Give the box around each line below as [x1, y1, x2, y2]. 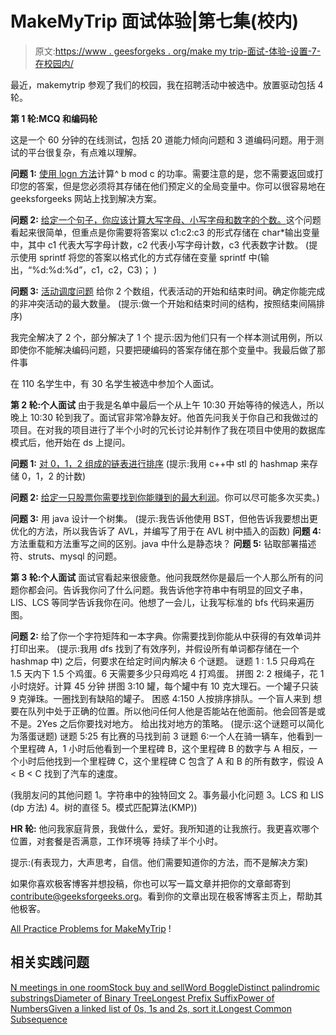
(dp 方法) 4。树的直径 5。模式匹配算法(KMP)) [10, 801, 198, 813]
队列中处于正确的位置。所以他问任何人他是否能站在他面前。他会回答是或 [27, 705, 326, 717]
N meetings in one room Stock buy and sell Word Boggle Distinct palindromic [10, 981, 320, 993]
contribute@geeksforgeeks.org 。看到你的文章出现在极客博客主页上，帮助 [10, 890, 315, 902]
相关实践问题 [10, 954, 90, 971]
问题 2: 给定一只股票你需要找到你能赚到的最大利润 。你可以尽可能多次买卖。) [10, 491, 320, 503]
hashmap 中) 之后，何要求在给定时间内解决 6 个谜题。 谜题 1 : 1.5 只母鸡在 [10, 655, 316, 667]
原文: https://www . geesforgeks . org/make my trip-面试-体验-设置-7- [34, 45, 322, 57]
